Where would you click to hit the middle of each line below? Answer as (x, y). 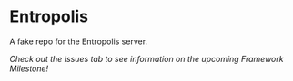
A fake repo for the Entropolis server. (79, 41)
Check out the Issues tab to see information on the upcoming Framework (146, 58)
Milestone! (29, 68)
